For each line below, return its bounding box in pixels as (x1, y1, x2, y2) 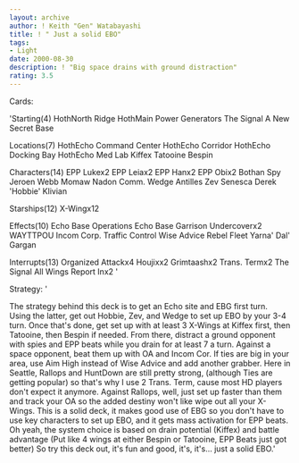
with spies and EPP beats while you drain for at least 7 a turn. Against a (9, 339, 270, 349)
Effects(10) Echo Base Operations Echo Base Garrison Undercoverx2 (9, 220, 262, 231)
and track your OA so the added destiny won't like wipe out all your (9, 395, 256, 407)
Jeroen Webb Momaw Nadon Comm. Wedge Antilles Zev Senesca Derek (9, 176, 277, 187)
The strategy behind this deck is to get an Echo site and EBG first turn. (9, 300, 268, 311)
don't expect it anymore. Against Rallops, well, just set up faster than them (9, 386, 283, 397)
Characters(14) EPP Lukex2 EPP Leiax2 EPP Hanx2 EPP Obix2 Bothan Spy (9, 166, 281, 177)
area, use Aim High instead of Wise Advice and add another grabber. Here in (9, 358, 291, 368)
